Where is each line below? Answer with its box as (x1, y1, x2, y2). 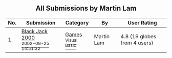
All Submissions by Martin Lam (35, 4, 137, 13)
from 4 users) (120, 39, 154, 46)
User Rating (127, 19, 157, 26)
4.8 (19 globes (120, 33, 157, 40)
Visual (65, 37, 78, 43)
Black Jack (21, 27, 48, 35)
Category (65, 19, 89, 26)
